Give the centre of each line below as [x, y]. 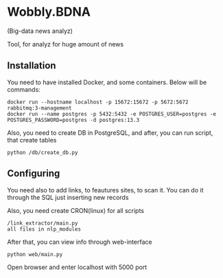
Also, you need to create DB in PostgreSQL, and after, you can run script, [110, 132]
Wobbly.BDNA [49, 12]
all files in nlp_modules [44, 229]
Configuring [34, 174]
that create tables [32, 140]
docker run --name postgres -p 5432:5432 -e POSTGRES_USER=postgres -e [111, 114]
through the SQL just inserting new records [68, 197]
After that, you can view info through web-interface [80, 242]
